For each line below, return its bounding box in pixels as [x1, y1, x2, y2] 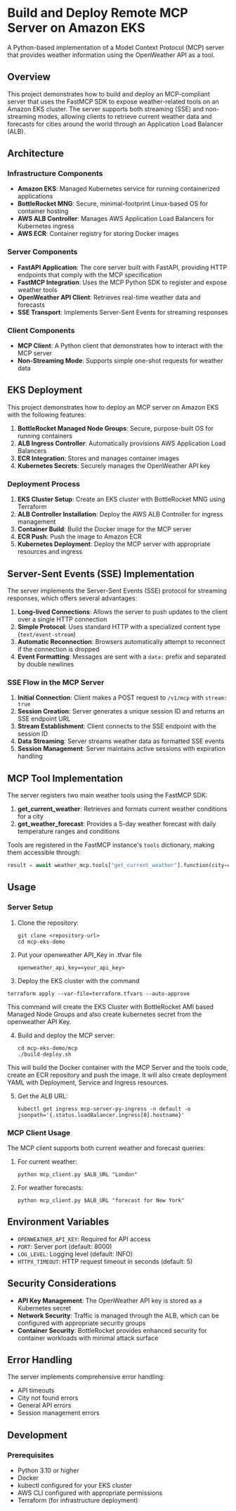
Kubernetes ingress [17, 222, 74, 230]
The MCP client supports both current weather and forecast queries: [7, 1144, 206, 1152]
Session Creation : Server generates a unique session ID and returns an [17, 707, 225, 716]
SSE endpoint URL [17, 714, 71, 723]
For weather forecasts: [17, 1183, 84, 1191]
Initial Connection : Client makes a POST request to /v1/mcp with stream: [17, 693, 228, 702]
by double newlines [17, 659, 74, 668]
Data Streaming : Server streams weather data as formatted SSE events [17, 737, 225, 745]
